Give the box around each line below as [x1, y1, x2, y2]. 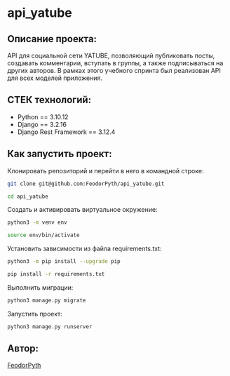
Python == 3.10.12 [17, 112, 69, 121]
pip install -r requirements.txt [7, 271, 105, 278]
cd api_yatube [7, 193, 49, 200]
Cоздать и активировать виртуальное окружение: [7, 206, 158, 214]
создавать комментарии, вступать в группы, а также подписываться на [7, 59, 224, 67]
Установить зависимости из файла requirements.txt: [7, 244, 162, 253]
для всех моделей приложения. [7, 74, 103, 82]
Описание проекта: [7, 33, 97, 45]
